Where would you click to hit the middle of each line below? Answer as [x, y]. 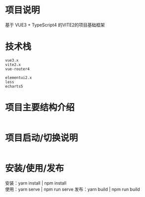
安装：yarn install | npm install [36, 183]
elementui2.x [19, 77]
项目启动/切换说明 [42, 138]
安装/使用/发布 [35, 168]
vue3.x [12, 60]
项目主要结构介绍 [40, 108]
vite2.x [13, 65]
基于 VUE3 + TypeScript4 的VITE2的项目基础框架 [55, 25]
